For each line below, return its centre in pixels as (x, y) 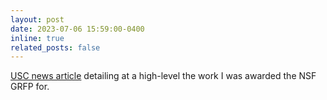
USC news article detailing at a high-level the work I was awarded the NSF (163, 76)
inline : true (37, 38)
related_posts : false (55, 47)
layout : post (37, 19)
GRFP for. (30, 87)
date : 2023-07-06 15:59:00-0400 (77, 29)
